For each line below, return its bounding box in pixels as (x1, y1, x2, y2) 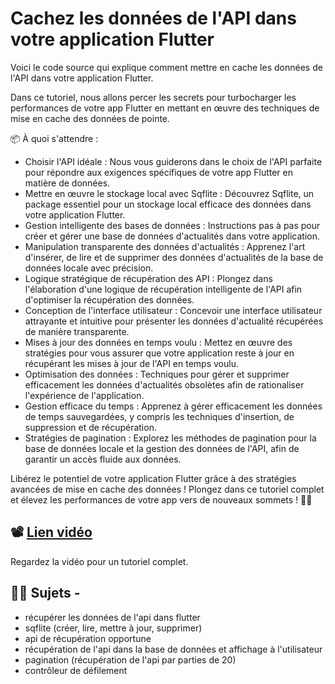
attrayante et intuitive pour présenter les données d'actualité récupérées (24, 315, 324, 327)
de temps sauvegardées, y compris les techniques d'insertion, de (24, 410, 295, 422)
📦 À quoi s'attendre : (10, 132, 99, 144)
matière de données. (24, 177, 111, 189)
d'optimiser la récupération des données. (24, 293, 195, 306)
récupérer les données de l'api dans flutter (24, 611, 201, 623)
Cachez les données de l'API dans (10, 7, 297, 30)
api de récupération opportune (24, 632, 152, 644)
